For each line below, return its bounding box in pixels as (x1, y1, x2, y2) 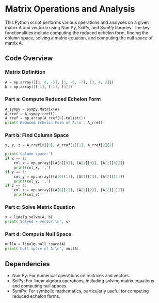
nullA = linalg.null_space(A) (5, 242, 66, 247)
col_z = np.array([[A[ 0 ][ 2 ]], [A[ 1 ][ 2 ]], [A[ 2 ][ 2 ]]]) (14, 188, 125, 193)
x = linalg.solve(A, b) (5, 215, 53, 219)
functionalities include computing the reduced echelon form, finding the (5, 30, 149, 35)
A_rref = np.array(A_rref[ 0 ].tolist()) (5, 116, 86, 121)
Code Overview (5, 54, 53, 63)
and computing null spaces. (12, 283, 68, 288)
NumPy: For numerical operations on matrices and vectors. (12, 273, 130, 278)
